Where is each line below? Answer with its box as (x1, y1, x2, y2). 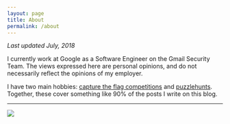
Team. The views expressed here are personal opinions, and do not (7, 62, 197, 71)
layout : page (7, 10, 44, 17)
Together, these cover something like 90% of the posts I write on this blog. (7, 90, 218, 98)
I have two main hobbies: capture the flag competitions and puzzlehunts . (7, 83, 213, 91)
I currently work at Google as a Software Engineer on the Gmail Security (7, 55, 210, 63)
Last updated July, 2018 (7, 42, 75, 50)
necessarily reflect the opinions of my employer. (7, 69, 143, 77)
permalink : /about (7, 23, 60, 29)
